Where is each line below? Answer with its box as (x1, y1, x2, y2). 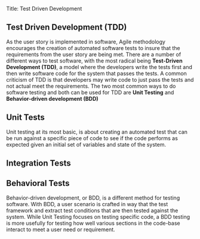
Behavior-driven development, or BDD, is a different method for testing (6, 194, 180, 201)
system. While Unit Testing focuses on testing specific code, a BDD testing (6, 213, 190, 220)
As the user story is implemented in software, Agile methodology (6, 38, 166, 45)
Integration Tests (6, 158, 71, 169)
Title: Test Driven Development (6, 5, 82, 12)
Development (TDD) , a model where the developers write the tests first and (6, 63, 193, 70)
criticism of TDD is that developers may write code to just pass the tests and (6, 76, 194, 83)
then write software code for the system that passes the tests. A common (6, 70, 187, 77)
